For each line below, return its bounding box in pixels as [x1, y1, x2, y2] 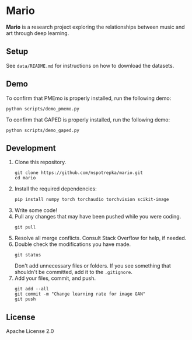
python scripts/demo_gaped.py [6, 127, 80, 133]
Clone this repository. [14, 159, 67, 166]
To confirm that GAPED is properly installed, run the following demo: [6, 116, 170, 123]
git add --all [14, 286, 49, 292]
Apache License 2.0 [6, 328, 54, 335]
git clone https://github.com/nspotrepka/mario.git [14, 170, 143, 176]
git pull [14, 224, 36, 230]
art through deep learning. [6, 29, 69, 36]
